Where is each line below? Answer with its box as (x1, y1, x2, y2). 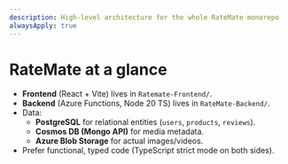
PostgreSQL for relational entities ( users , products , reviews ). (35, 117, 256, 128)
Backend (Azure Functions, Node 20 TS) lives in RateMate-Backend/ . (21, 98, 270, 109)
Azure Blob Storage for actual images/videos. (35, 136, 204, 146)
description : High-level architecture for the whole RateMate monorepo (9, 12, 279, 22)
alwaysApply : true (9, 21, 77, 30)
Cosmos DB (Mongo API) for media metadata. (35, 126, 205, 137)
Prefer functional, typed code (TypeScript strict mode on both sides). (21, 145, 275, 156)
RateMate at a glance (9, 59, 167, 80)
